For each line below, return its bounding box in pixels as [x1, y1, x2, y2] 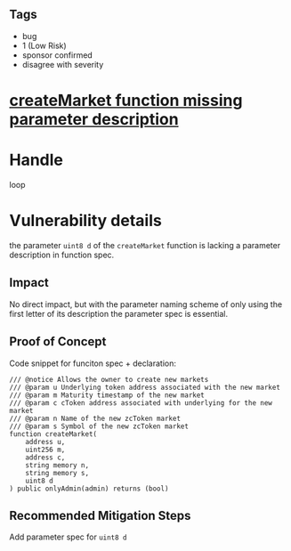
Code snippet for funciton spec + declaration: [9, 358, 176, 369]
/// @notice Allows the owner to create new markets [9, 375, 209, 384]
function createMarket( [9, 429, 98, 439]
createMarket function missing [9, 91, 243, 110]
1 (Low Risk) [21, 40, 67, 51]
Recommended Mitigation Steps [9, 507, 191, 523]
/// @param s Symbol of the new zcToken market [9, 422, 190, 431]
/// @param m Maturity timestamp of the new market [9, 391, 205, 400]
